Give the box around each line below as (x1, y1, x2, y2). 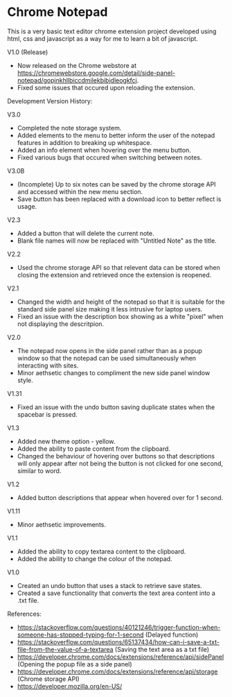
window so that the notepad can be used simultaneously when (17, 354, 196, 362)
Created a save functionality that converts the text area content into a (17, 589, 216, 597)
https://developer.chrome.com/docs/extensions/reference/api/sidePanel (17, 653, 224, 661)
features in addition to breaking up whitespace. (17, 138, 152, 146)
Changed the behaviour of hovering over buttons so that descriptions (17, 451, 215, 460)
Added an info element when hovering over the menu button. (17, 146, 192, 154)
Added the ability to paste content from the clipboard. (17, 445, 171, 453)
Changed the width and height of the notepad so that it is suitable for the (17, 298, 225, 306)
